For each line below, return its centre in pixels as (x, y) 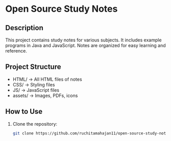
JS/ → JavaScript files (36, 90)
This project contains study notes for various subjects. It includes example (83, 40)
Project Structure (33, 67)
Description (24, 28)
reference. (16, 51)
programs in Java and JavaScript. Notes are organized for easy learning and (86, 45)
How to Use (24, 112)
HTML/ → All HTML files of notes (47, 79)
